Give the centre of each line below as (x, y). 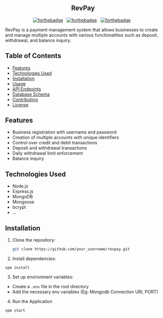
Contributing (25, 99)
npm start (15, 310)
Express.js (23, 191)
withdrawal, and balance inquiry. (38, 40)
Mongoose (23, 202)
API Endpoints (26, 89)
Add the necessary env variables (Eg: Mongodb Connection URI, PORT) (85, 292)
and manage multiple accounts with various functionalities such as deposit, (82, 35)
